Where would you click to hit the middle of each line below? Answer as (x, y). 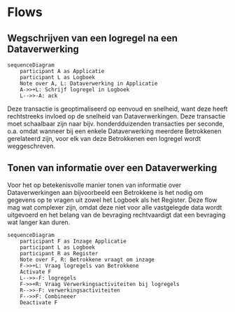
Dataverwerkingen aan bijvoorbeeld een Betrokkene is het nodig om (105, 192)
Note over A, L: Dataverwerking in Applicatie (89, 83)
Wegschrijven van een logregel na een (93, 38)
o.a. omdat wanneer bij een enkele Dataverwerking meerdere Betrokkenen (114, 131)
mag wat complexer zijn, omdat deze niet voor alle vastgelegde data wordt (115, 207)
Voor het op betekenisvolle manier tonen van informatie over (94, 185)
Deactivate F (39, 302)
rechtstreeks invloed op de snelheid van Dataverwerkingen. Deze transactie (116, 116)
